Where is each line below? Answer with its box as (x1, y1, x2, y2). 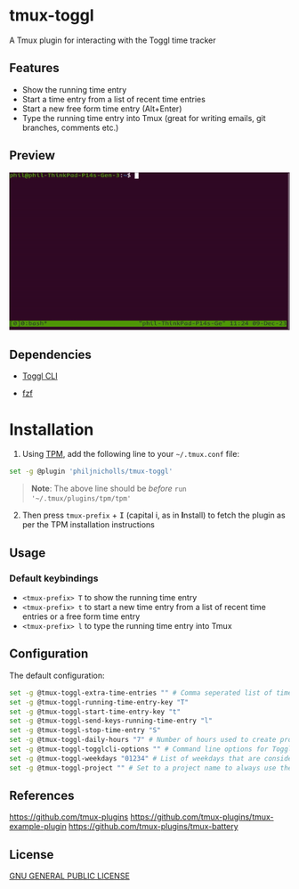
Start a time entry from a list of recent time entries (21, 94, 206, 104)
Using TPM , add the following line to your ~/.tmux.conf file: (21, 449, 240, 460)
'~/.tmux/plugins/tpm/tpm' (30, 494, 132, 503)
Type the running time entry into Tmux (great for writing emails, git (21, 112, 266, 123)
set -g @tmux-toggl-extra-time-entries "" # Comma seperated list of (9, 688, 273, 697)
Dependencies (9, 347, 92, 363)
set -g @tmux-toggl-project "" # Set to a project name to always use (9, 763, 277, 772)
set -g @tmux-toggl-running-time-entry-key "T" (9, 697, 190, 706)
